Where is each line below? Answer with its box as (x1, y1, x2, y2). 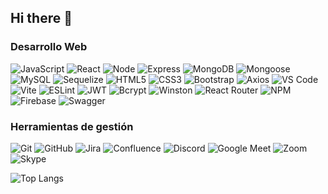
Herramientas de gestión (10, 119, 134, 133)
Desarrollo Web (10, 40, 88, 54)
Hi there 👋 (10, 10, 73, 27)
